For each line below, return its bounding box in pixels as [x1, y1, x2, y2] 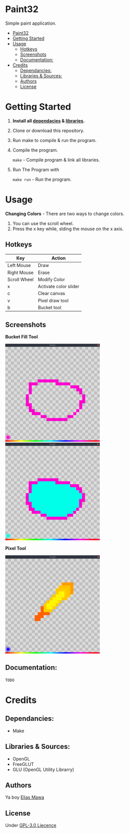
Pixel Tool [5, 545, 26, 551]
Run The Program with [12, 166, 59, 172]
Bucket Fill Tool [5, 334, 38, 340]
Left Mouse [7, 262, 31, 268]
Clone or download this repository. [12, 127, 85, 133]
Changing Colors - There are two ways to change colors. [5, 211, 124, 217]
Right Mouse [7, 269, 34, 275]
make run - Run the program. [12, 176, 72, 182]
